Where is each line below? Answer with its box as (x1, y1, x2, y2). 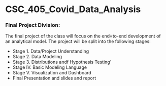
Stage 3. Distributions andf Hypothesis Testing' (12, 59, 112, 65)
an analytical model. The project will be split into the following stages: (5, 38, 151, 45)
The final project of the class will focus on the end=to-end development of (5, 33, 161, 39)
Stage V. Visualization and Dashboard (12, 70, 91, 76)
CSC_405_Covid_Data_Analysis (5, 4, 141, 15)
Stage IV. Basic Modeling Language (12, 64, 87, 70)
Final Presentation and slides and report (12, 75, 96, 81)
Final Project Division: (5, 22, 60, 29)
